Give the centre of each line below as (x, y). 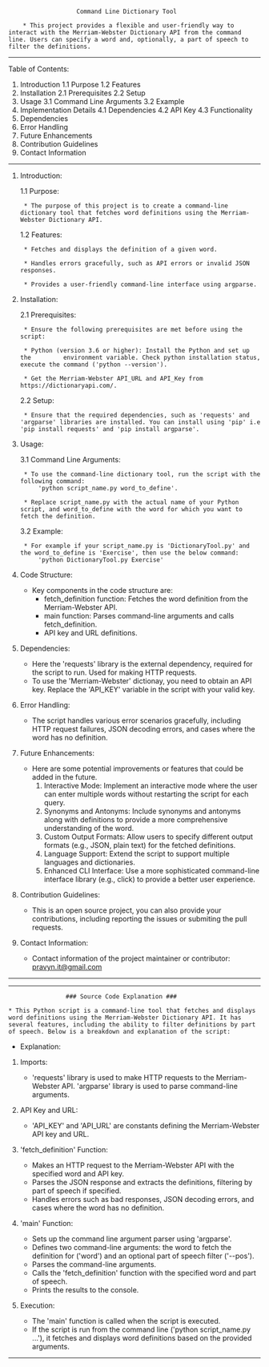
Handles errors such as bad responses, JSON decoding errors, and (143, 1199)
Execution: (37, 1305)
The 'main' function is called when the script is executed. (126, 1321)
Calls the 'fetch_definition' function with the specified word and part (144, 1273)
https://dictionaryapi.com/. (68, 385)
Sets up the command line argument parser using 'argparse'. (132, 1239)
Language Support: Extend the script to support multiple (137, 854)
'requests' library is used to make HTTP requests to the (123, 1077)
